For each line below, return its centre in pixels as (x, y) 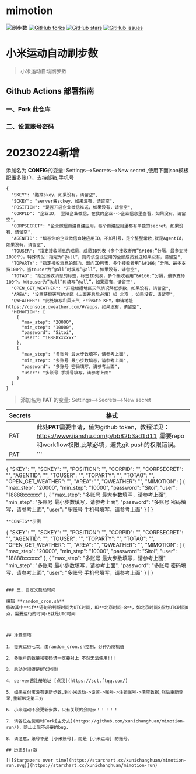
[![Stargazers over (30, 761)
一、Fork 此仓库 (28, 110)
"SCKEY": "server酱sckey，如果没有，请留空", (63, 201)
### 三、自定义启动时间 (31, 590)
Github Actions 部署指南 (50, 91)
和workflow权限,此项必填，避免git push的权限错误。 (108, 445)
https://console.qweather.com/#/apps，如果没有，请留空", (74, 307)
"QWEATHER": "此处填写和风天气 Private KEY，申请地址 (72, 301)
